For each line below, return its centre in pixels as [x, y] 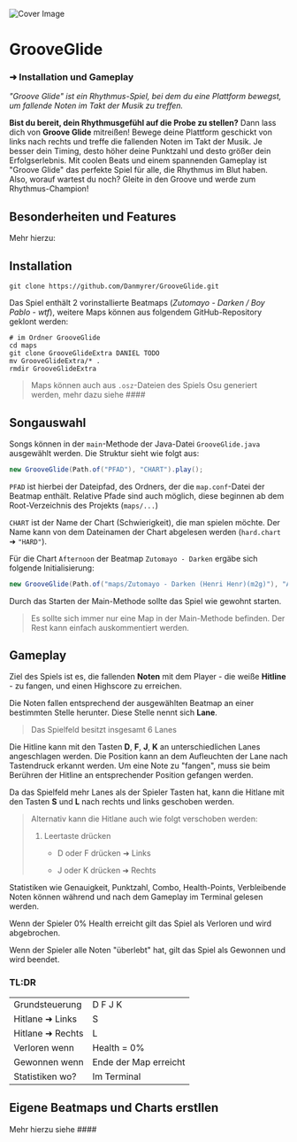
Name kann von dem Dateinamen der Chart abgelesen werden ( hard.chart [145, 532]
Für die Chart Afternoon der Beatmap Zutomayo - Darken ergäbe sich [133, 558]
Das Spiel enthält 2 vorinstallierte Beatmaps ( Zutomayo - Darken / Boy [137, 303]
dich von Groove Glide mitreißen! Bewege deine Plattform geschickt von [141, 132]
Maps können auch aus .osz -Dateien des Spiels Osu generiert [144, 385]
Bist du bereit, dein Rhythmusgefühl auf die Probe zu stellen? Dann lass [143, 123]
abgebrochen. [34, 933]
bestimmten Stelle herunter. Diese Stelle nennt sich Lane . [114, 712]
